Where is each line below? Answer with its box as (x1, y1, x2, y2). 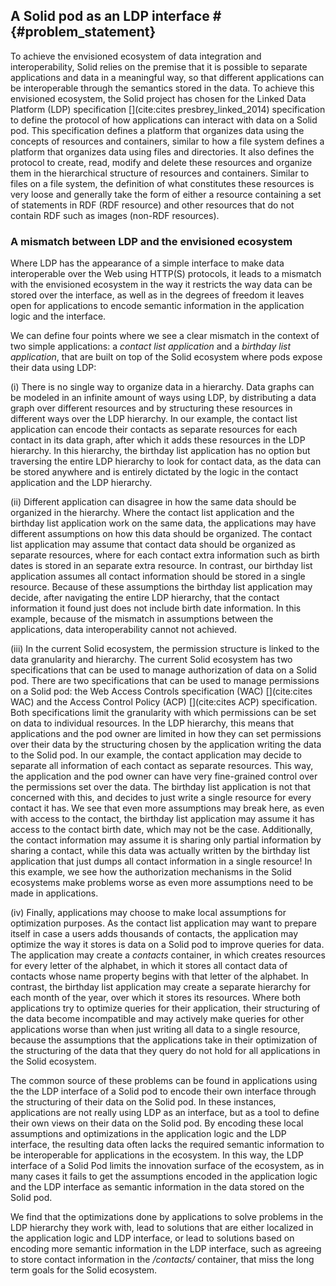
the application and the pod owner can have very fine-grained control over (10, 770, 318, 783)
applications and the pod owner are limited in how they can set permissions (10, 728, 322, 740)
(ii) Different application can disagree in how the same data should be (10, 496, 297, 508)
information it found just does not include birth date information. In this (10, 602, 302, 614)
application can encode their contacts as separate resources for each (10, 424, 298, 436)
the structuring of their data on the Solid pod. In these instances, (10, 1096, 277, 1108)
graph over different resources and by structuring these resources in (10, 402, 293, 414)
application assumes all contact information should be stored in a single (10, 570, 306, 583)
